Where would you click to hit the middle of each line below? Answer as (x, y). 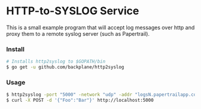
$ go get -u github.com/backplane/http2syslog (65, 67)
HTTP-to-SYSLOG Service (73, 11)
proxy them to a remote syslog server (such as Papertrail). (78, 33)
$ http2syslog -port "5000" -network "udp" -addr (69, 95)
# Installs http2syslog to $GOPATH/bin (56, 62)
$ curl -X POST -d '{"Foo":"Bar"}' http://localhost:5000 (80, 100)
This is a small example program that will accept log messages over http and (100, 27)
